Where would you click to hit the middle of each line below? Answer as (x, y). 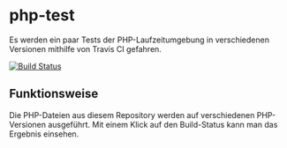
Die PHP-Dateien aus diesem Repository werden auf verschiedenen (132, 115)
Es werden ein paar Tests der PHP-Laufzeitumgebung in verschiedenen (139, 40)
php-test (42, 15)
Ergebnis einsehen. (44, 134)
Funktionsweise (54, 94)
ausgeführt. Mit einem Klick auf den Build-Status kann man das (163, 124)
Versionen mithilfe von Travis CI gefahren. (85, 48)
